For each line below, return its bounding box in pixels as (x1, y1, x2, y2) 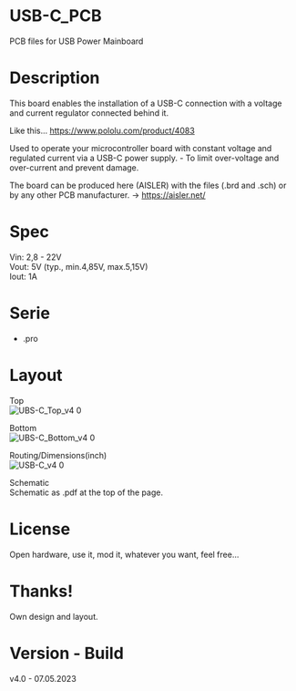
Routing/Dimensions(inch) (9, 449, 107, 460)
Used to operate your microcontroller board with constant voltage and (9, 142, 272, 153)
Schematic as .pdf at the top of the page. (9, 487, 164, 498)
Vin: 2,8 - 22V (9, 252, 62, 263)
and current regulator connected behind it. (9, 107, 169, 119)
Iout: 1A (9, 271, 38, 282)
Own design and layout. (9, 611, 98, 622)
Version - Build (9, 643, 125, 664)
